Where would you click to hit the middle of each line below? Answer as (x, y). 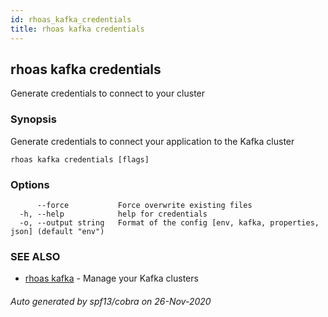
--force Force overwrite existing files (144, 205)
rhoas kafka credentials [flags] (80, 159)
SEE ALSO (35, 256)
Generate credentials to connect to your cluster (108, 93)
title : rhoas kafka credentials (77, 29)
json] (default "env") (57, 231)
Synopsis (33, 119)
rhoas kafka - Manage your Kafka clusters (111, 278)
